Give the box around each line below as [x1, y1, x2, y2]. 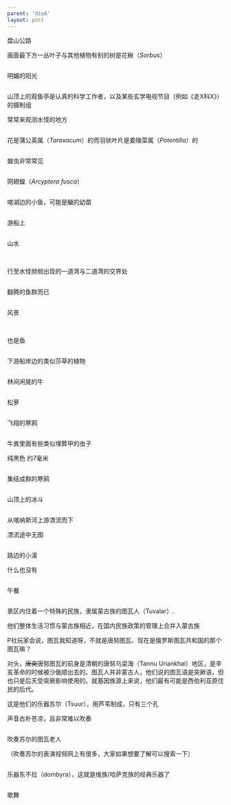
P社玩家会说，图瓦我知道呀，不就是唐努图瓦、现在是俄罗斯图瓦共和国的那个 [7, 636, 222, 644]
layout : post [7, 16, 45, 23]
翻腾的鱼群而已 [7, 287, 49, 296]
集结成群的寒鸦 [7, 474, 49, 483]
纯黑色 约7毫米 [7, 454, 49, 462]
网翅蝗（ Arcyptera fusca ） [7, 177, 84, 186]
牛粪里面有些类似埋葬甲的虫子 [7, 439, 91, 448]
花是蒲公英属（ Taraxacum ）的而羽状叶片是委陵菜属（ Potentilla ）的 [7, 135, 199, 144]
